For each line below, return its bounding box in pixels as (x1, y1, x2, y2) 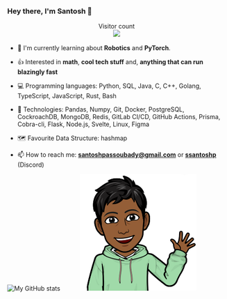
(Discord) (17, 160, 44, 169)
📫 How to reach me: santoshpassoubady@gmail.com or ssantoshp (17, 151, 217, 159)
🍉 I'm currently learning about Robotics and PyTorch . (17, 44, 171, 52)
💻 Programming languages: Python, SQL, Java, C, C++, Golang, (17, 82, 201, 90)
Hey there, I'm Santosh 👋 (7, 6, 92, 16)
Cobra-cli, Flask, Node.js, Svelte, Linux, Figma (17, 120, 150, 128)
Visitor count (98, 22, 135, 31)
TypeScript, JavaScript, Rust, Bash (17, 92, 117, 100)
